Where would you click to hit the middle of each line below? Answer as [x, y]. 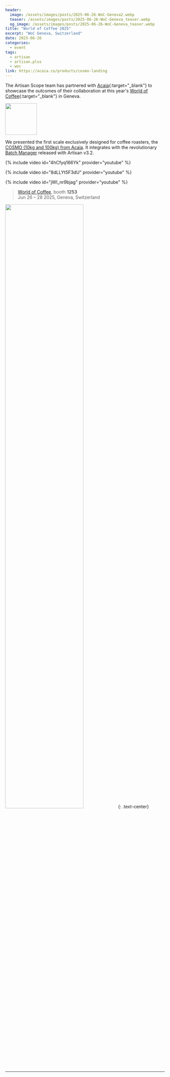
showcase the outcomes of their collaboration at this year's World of [77, 91]
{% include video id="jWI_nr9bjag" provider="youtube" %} [67, 182]
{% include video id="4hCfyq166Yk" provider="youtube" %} [68, 163]
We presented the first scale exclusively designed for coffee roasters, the [82, 142]
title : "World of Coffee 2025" [38, 29]
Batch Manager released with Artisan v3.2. [50, 153]
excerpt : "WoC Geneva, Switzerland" [44, 33]
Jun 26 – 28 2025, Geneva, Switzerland [59, 197]
